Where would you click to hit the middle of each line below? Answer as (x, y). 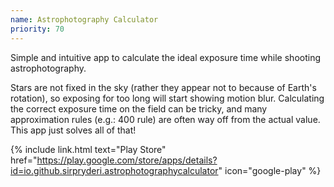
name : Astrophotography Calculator (84, 19)
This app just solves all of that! (73, 130)
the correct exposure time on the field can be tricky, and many (139, 108)
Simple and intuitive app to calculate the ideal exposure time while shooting (166, 57)
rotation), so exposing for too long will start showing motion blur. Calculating (167, 98)
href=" (24, 160)
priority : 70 (37, 29)
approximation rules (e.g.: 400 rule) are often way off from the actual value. (165, 119)
